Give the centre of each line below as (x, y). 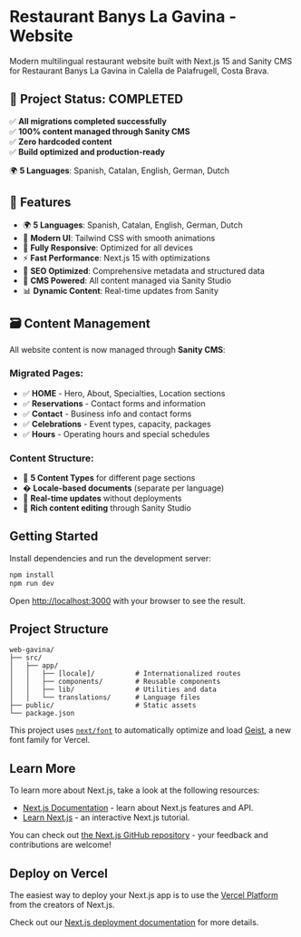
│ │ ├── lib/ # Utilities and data (113, 690)
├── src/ (26, 658)
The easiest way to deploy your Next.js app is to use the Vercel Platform (144, 894)
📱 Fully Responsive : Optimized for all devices (107, 248)
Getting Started (54, 537)
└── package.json (42, 714)
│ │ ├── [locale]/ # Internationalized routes (126, 674)
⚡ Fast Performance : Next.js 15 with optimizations (116, 258)
